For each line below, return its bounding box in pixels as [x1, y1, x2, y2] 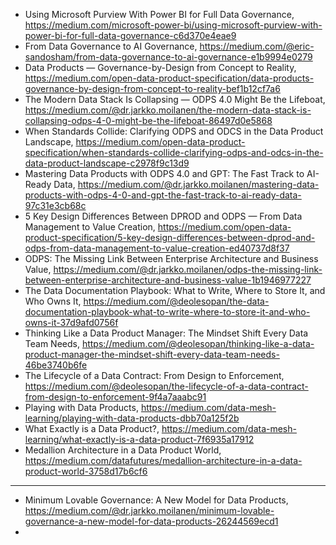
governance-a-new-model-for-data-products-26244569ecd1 [24, 515, 279, 527]
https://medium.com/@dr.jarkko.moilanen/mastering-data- [77, 179, 320, 190]
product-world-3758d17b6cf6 [24, 465, 148, 477]
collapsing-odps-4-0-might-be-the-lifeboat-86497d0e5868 [24, 115, 273, 126]
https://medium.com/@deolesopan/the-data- [83, 295, 270, 307]
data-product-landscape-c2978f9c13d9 [24, 157, 190, 169]
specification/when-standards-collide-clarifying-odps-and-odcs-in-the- [24, 147, 324, 158]
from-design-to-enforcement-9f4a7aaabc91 [24, 391, 207, 403]
